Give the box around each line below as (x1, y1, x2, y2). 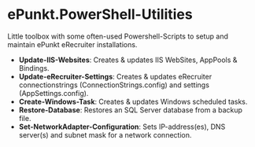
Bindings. (18, 63, 50, 72)
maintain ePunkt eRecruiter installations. (7, 39, 138, 49)
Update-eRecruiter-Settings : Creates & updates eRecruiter (18, 72, 213, 81)
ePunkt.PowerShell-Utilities (7, 6, 194, 24)
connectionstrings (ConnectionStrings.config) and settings (18, 80, 210, 90)
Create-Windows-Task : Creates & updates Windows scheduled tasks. (18, 97, 248, 106)
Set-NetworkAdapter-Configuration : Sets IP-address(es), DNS (18, 122, 226, 131)
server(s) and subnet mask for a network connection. (18, 130, 192, 139)
